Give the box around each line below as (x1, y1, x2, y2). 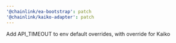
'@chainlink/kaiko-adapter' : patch (6, 14, 95, 20)
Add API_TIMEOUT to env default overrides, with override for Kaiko (6, 30, 171, 37)
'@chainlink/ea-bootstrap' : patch (6, 8, 92, 15)
